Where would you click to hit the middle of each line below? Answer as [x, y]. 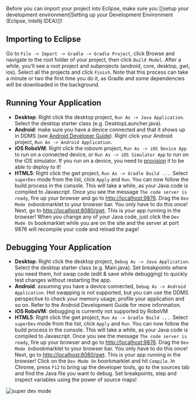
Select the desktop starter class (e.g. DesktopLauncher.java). [88, 123]
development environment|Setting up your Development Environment [90, 15]
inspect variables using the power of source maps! [75, 380]
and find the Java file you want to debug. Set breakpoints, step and [96, 374]
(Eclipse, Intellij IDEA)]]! [34, 21]
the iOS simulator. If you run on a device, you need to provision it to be [99, 160]
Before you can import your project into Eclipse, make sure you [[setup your [97, 8]
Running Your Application [54, 103]
